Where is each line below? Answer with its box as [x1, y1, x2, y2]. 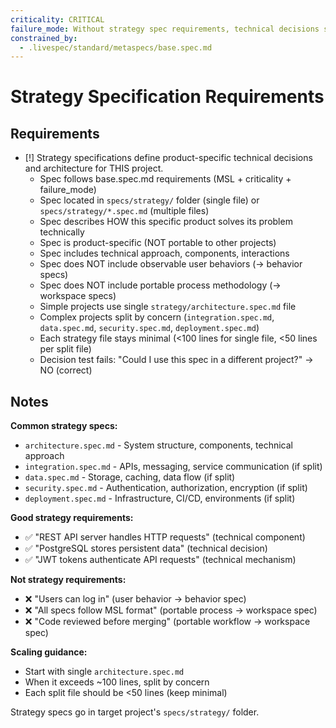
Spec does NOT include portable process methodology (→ [39, 279, 282, 291]
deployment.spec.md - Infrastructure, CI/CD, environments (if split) [24, 492, 296, 505]
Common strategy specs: [10, 420, 118, 432]
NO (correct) [39, 364, 93, 376]
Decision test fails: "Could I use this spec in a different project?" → [39, 354, 314, 366]
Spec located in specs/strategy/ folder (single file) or [39, 194, 260, 206]
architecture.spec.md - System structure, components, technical [24, 439, 293, 451]
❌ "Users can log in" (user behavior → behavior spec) [24, 593, 247, 605]
